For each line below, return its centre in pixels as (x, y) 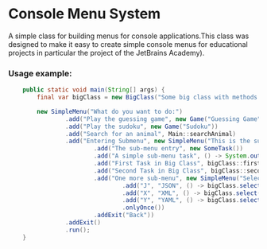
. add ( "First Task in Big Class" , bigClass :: (168, 164)
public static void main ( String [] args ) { (94, 90)
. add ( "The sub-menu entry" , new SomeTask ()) (168, 149)
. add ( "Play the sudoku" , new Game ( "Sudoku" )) (141, 126)
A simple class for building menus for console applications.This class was (129, 36)
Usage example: (40, 73)
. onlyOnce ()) (143, 208)
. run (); (77, 230)
